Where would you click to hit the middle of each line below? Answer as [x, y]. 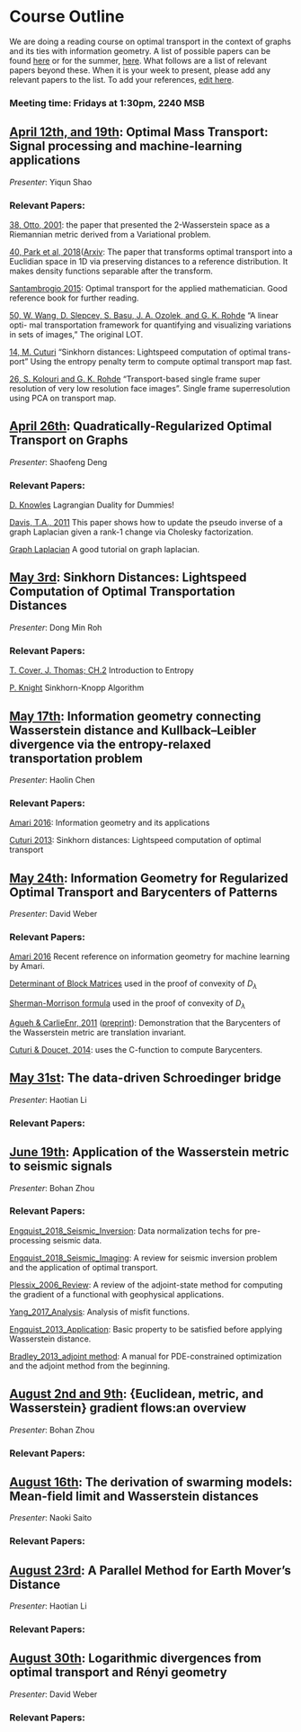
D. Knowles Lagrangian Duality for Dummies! [92, 505]
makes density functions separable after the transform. [111, 271]
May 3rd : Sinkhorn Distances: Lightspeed [128, 578]
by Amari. [27, 966]
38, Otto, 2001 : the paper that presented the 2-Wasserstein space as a [140, 224]
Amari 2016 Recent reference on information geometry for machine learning [150, 956]
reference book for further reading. [74, 298]
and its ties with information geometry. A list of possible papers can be [140, 50]
